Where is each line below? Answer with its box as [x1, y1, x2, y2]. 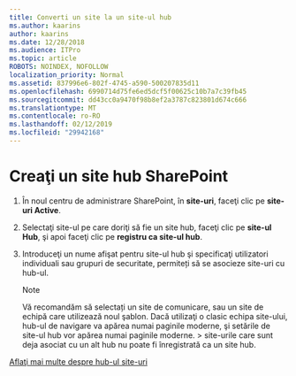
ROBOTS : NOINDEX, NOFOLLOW [9, 63, 109, 72]
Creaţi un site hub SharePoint [9, 166, 229, 187]
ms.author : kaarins [9, 21, 81, 30]
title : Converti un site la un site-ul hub [9, 12, 172, 22]
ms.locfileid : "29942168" [9, 128, 104, 137]
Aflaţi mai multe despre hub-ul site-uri [9, 356, 148, 367]
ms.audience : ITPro [9, 46, 81, 55]
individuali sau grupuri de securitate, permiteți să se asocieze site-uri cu [21, 257, 285, 268]
